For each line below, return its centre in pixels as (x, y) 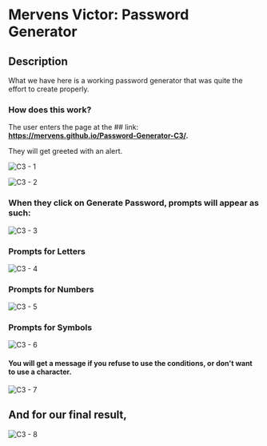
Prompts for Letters (47, 251)
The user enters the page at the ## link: (74, 127)
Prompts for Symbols (50, 327)
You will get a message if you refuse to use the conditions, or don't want (131, 364)
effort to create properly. (49, 89)
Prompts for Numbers (51, 289)
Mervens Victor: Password (99, 15)
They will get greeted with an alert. (66, 151)
